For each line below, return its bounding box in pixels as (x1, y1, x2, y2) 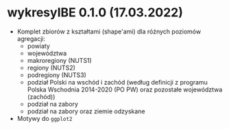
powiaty (27, 42, 50, 50)
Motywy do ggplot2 (16, 114, 73, 122)
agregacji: (16, 34, 46, 42)
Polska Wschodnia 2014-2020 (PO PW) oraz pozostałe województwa (27, 85, 223, 94)
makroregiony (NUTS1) (27, 56, 93, 64)
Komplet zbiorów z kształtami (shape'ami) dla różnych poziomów (16, 27, 201, 35)
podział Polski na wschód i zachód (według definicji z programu (27, 78, 208, 86)
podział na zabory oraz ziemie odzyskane (27, 107, 145, 115)
